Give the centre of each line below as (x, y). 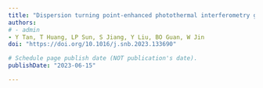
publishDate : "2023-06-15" (52, 66)
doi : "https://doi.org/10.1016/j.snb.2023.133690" (92, 44)
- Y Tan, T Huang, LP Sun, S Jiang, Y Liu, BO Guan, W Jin (106, 37)
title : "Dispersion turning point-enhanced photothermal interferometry (129, 15)
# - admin (24, 30)
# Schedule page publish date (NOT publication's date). (103, 58)
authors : (22, 23)
